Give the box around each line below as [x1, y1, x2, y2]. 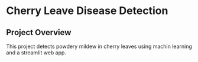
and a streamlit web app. [6, 49, 67, 56]
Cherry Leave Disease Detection [6, 4, 168, 18]
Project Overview [6, 27, 72, 37]
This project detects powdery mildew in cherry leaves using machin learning [6, 43, 192, 50]
